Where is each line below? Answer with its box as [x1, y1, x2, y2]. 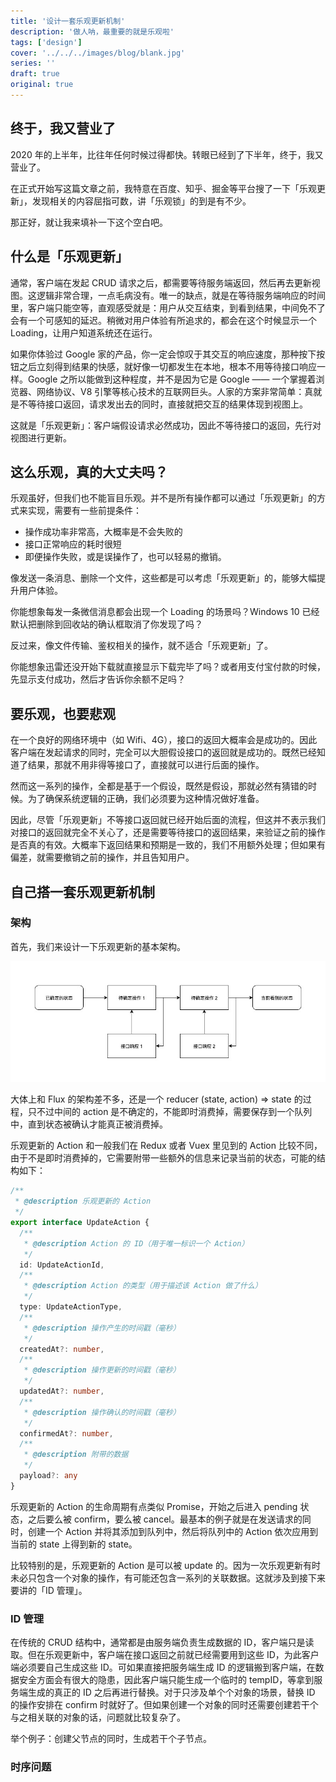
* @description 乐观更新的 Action [14, 1196, 152, 1207]
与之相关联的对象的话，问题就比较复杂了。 [10, 1711, 186, 1724]
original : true [10, 80, 74, 90]
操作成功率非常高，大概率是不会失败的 [24, 526, 183, 538]
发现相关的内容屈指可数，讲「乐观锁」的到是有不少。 [31, 195, 252, 207]
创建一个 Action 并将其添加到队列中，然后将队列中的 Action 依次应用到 [27, 1525, 319, 1537]
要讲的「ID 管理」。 [10, 1584, 88, 1596]
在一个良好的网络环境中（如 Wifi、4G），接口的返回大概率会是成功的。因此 [10, 734, 318, 746]
